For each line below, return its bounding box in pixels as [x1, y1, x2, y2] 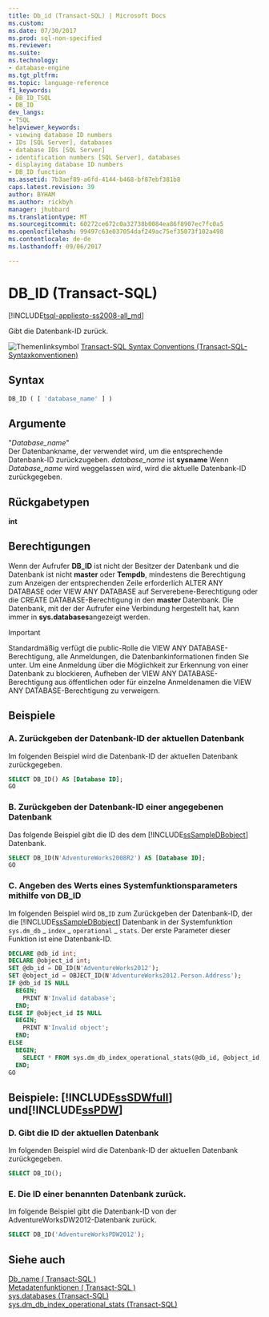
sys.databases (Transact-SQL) [8, 1291, 110, 1301]
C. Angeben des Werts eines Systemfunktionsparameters [8, 880, 238, 892]
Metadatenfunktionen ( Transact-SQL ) [8, 1283, 136, 1292]
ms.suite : [8, 49, 42, 57]
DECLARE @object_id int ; [8, 957, 91, 965]
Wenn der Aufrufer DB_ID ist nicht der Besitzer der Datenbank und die [8, 561, 239, 570]
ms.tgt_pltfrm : [8, 71, 59, 79]
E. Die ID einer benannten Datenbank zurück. [8, 1188, 187, 1199]
